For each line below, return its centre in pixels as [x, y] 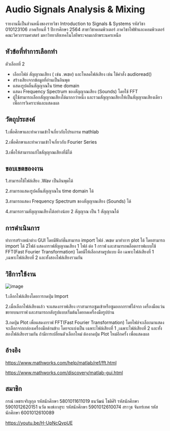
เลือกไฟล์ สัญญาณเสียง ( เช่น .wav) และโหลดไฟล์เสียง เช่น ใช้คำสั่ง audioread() [82, 74]
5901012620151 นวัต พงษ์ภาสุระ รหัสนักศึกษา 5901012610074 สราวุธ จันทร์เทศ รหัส [82, 407]
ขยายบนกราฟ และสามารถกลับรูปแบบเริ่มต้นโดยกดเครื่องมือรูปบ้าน [60, 312]
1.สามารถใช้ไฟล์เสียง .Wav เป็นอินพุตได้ [39, 181]
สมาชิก [14, 389]
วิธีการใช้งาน [21, 274]
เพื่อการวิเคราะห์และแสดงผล [36, 103]
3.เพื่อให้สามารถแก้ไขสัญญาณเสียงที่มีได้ [39, 152]
